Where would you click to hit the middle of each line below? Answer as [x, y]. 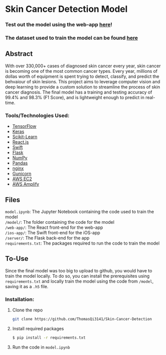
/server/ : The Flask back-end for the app [47, 238]
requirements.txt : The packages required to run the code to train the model [82, 243]
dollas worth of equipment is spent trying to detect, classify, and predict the [82, 76]
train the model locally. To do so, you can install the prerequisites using [77, 276]
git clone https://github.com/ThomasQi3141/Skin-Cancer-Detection [82, 319]
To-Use [17, 259]
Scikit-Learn [25, 137]
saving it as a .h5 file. [27, 286]
